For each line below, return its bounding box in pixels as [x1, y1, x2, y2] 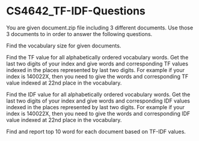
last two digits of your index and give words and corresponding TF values [6, 60, 188, 67]
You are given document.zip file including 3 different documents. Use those [6, 24, 194, 31]
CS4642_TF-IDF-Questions [6, 4, 145, 18]
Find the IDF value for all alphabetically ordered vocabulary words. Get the [6, 91, 191, 98]
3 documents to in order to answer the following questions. [6, 30, 153, 37]
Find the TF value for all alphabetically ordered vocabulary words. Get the [6, 53, 189, 61]
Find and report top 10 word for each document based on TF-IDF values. [6, 128, 186, 135]
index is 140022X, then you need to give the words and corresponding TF [6, 73, 189, 80]
